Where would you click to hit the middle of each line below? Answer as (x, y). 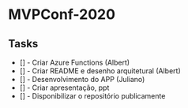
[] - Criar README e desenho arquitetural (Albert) (100, 71)
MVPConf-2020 (62, 15)
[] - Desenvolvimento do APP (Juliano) (82, 79)
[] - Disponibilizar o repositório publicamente (92, 96)
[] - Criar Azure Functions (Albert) (75, 62)
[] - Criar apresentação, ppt (64, 88)
